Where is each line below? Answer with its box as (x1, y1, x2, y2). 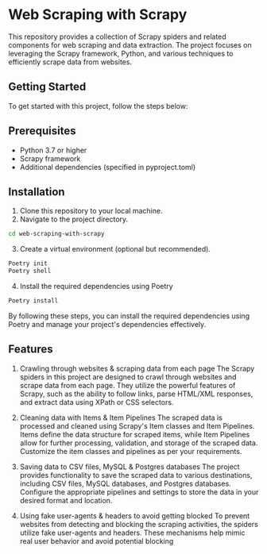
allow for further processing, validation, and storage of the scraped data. (19, 438, 258, 448)
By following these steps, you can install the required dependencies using (8, 311, 250, 321)
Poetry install (8, 297, 59, 305)
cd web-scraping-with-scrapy (8, 230, 105, 238)
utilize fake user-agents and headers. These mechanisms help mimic (19, 528, 246, 537)
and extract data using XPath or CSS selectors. (19, 397, 174, 406)
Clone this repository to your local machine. (19, 206, 163, 216)
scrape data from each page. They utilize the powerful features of (19, 380, 236, 390)
